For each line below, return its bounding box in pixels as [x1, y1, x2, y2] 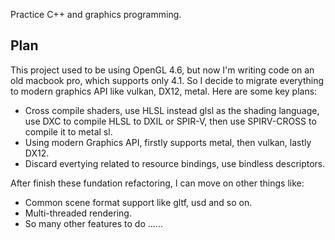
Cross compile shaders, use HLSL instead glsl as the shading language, [24, 104, 320, 116]
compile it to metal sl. [24, 125, 113, 138]
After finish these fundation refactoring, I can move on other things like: [10, 177, 305, 189]
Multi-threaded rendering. [24, 207, 132, 219]
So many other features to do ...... [24, 217, 163, 229]
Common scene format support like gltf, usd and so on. [24, 196, 253, 208]
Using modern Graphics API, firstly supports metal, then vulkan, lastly [24, 136, 312, 148]
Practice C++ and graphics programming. [10, 9, 182, 20]
